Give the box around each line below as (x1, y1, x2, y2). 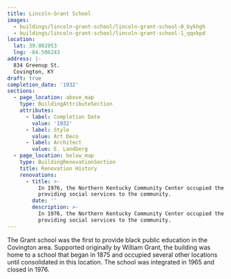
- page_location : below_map (13, 152, 95, 160)
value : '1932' (32, 119, 73, 127)
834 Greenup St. (13, 62, 60, 69)
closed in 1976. (7, 265, 50, 273)
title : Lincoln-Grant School (7, 10, 91, 17)
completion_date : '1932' (7, 81, 79, 88)
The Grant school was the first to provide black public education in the (7, 235, 208, 244)
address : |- (7, 56, 41, 62)
